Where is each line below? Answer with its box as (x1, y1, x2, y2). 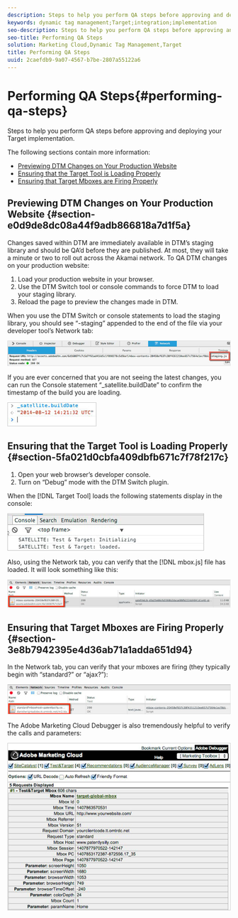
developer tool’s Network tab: (7, 326, 93, 335)
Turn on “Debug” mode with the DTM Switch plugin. (17, 477, 169, 486)
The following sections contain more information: (7, 148, 151, 156)
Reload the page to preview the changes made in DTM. (17, 297, 178, 306)
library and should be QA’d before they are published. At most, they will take (7, 246, 229, 254)
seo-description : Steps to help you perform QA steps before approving (7, 26, 223, 33)
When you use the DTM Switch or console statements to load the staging (7, 311, 221, 320)
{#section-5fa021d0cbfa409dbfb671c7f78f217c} (7, 451, 229, 463)
